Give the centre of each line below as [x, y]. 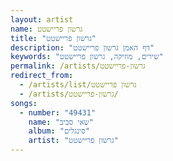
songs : [24, 103]
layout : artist [42, 19]
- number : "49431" [58, 112]
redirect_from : [42, 76]
